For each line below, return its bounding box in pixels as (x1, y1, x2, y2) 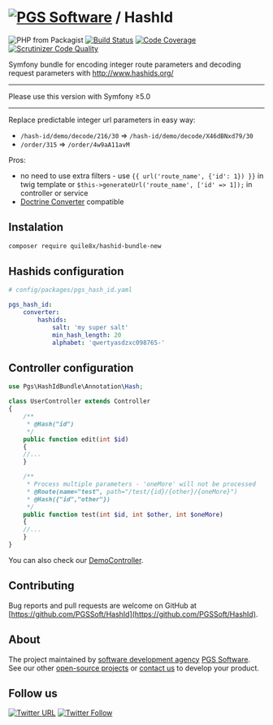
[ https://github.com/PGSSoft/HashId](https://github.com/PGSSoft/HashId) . (8, 609, 258, 618)
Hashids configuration (8, 264, 124, 278)
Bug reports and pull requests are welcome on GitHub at (8, 601, 197, 610)
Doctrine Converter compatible (19, 196, 124, 207)
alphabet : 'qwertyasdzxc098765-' (51, 338, 165, 347)
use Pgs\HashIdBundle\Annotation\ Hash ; (8, 382, 144, 391)
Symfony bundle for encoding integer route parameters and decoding (8, 59, 241, 69)
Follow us (8, 686, 58, 700)
